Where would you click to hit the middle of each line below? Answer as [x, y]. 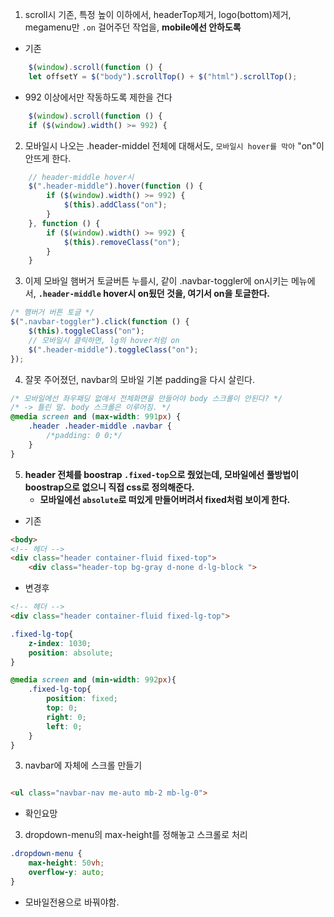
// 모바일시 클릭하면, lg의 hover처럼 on [104, 340]
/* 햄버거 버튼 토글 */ [52, 313]
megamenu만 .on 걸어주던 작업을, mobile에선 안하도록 [133, 27]
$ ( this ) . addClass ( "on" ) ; [115, 205]
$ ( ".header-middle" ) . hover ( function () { [115, 186]
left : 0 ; [64, 726]
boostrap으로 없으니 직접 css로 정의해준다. [109, 487]
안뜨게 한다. [48, 158]
